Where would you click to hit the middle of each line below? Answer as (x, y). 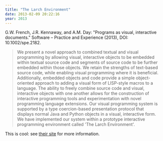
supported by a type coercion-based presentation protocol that (81, 109)
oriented (25, 83)
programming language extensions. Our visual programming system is (87, 104)
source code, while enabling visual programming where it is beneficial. (88, 73)
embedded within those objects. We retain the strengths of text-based (87, 68)
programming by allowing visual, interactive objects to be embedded (86, 57)
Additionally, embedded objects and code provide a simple (76, 78)
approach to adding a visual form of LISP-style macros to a (94, 83)
